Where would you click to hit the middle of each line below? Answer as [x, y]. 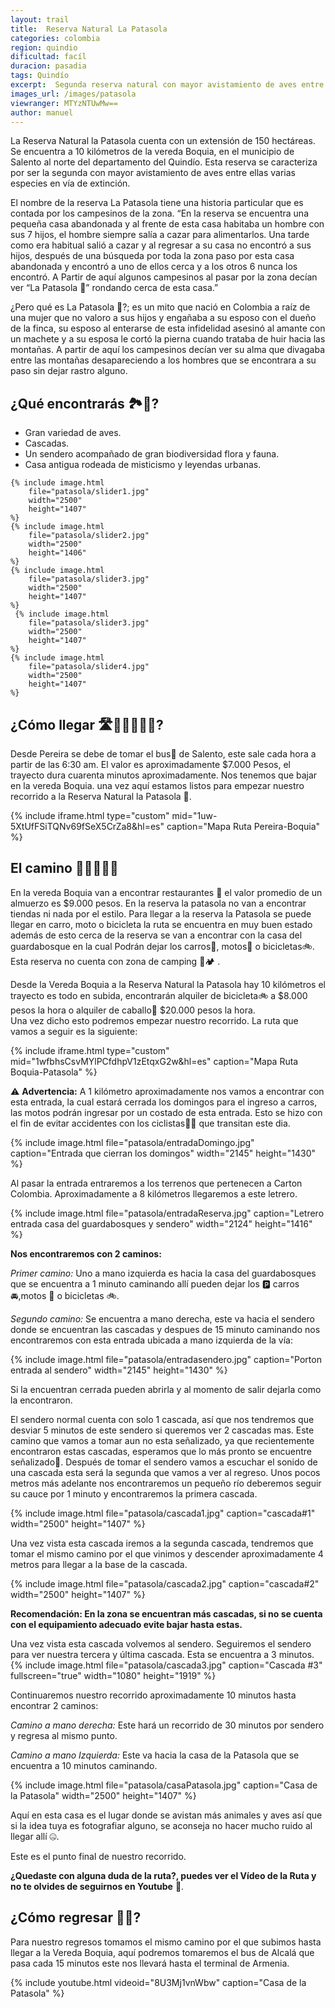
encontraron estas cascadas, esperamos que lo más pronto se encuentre [161, 1451]
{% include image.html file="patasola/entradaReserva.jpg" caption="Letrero [167, 1213]
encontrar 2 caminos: [54, 1705]
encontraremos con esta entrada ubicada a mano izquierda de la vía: [151, 1340]
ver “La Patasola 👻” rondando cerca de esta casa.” [114, 288]
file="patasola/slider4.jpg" [89, 667]
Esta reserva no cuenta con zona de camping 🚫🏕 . [115, 961]
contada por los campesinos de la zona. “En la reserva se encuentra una [159, 213]
